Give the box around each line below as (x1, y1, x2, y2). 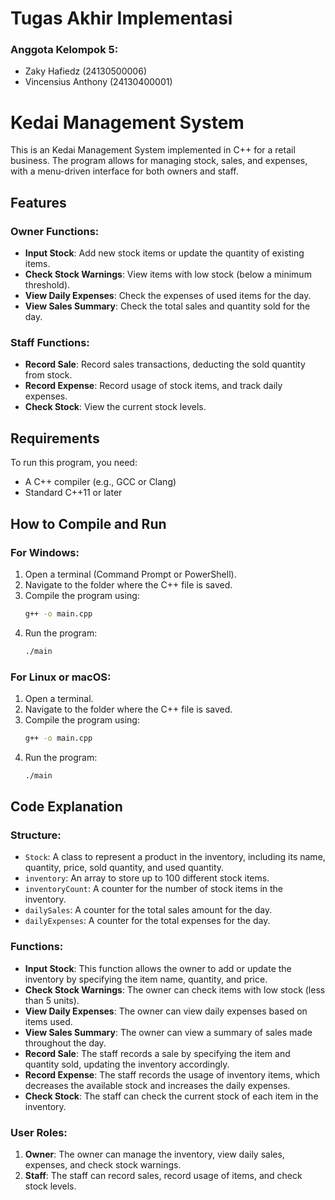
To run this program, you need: (10, 457, 138, 469)
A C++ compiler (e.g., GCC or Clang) (24, 476, 177, 488)
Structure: (10, 828, 62, 842)
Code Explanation (10, 798, 123, 816)
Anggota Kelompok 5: (10, 43, 119, 57)
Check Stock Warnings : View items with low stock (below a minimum (24, 268, 312, 281)
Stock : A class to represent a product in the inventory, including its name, (24, 851, 326, 863)
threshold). (24, 279, 71, 291)
